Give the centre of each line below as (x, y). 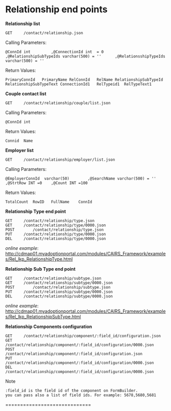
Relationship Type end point (36, 211)
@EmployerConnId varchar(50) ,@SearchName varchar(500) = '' (81, 178)
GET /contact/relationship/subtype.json (53, 278)
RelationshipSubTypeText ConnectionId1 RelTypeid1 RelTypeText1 (79, 84)
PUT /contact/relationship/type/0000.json (56, 234)
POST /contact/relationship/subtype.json (58, 287)
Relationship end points (56, 9)
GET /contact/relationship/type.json (50, 221)
